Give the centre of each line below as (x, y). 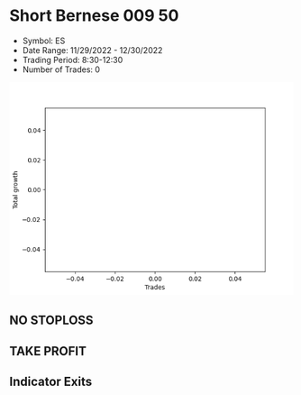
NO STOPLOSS (51, 321)
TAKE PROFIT (48, 351)
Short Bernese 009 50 (94, 16)
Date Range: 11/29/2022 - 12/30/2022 (92, 50)
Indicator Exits (51, 382)
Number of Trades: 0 (61, 69)
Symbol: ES (44, 41)
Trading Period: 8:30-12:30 (73, 60)
